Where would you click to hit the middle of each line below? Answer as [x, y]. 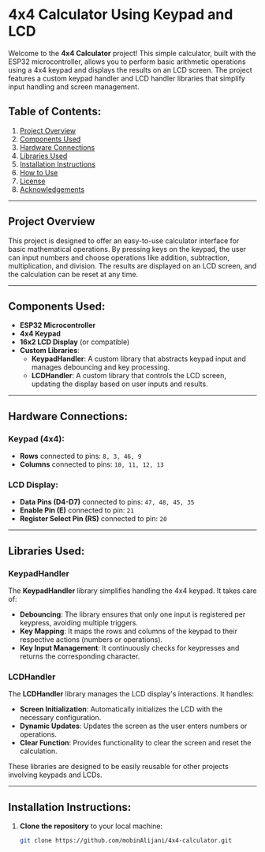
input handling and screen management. [74, 86]
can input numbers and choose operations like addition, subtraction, [119, 257]
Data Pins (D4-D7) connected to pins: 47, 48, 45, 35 [107, 502]
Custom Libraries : [50, 351]
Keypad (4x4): [36, 438]
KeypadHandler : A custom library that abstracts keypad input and [139, 359]
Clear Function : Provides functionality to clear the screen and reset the [135, 743]
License [32, 181]
